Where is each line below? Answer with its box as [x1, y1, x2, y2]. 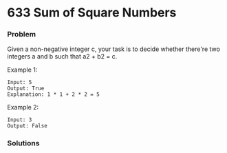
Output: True [7, 85, 45, 92]
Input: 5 [7, 79, 32, 86]
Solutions [7, 139, 40, 148]
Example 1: [7, 65, 38, 74]
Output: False [7, 123, 48, 130]
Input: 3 [7, 116, 32, 123]
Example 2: [7, 103, 39, 112]
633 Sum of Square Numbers [7, 5, 177, 21]
